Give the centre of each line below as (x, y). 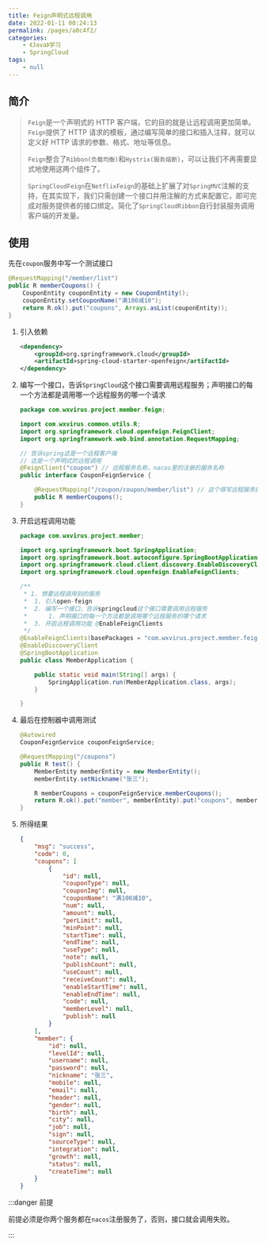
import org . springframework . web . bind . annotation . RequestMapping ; (129, 439)
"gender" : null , (75, 1105)
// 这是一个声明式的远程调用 (60, 461)
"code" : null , (85, 1001)
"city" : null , (72, 1120)
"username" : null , (79, 1061)
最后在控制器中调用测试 (58, 720)
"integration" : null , (84, 1149)
